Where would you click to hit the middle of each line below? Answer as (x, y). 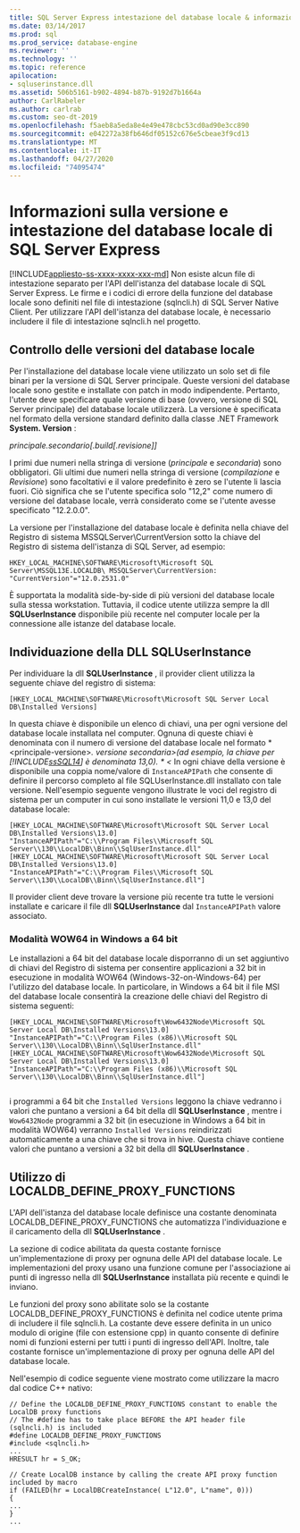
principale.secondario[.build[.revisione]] (83, 446)
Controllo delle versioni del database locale (132, 350)
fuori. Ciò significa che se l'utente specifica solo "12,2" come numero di (141, 492)
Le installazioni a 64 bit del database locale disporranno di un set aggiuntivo (149, 958)
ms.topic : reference (48, 68)
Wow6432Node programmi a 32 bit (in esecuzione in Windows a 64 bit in (137, 1120)
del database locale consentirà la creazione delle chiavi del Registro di (138, 997)
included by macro (43, 1483)
